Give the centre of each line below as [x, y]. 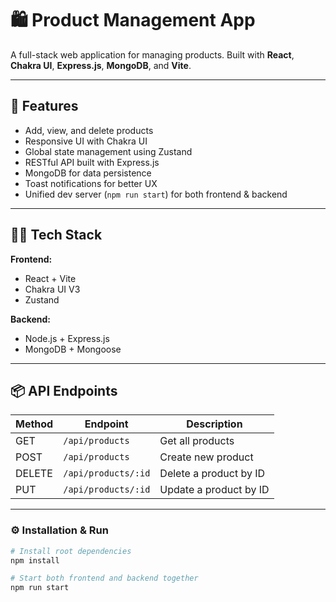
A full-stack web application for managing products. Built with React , [152, 54]
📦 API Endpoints [64, 390]
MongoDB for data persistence [88, 173]
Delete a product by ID [212, 474]
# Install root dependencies [71, 551]
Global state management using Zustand [108, 151]
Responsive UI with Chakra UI [86, 141]
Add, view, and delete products [89, 130]
